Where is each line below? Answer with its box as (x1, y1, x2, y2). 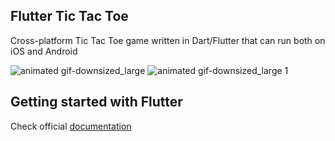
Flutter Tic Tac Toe (10, 8, 129, 25)
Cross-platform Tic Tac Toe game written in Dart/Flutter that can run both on (10, 34, 326, 46)
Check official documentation (10, 120, 132, 132)
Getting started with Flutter (10, 94, 183, 111)
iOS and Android (10, 45, 78, 57)
